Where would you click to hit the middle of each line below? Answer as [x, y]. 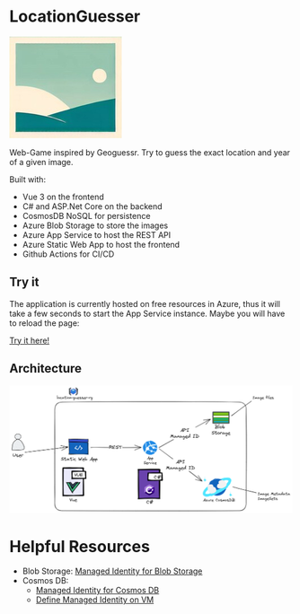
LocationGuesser [75, 17]
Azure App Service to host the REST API [97, 234]
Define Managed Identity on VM [95, 600]
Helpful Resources [80, 546]
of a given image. [41, 162]
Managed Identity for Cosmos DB [97, 591]
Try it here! [30, 340]
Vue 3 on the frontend [63, 197]
